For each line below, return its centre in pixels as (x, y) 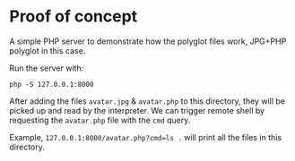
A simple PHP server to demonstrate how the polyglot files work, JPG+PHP (148, 41)
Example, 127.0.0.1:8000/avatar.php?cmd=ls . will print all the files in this (146, 137)
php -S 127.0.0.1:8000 (52, 84)
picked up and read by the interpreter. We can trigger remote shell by (137, 110)
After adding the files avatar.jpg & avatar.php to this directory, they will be (147, 101)
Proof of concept (74, 17)
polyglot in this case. (48, 50)
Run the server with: (47, 68)
